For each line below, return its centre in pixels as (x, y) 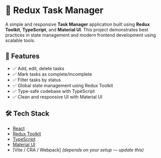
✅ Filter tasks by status (37, 80)
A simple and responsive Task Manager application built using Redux (77, 24)
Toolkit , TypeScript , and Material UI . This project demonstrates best (77, 29)
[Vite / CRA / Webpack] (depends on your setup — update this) (78, 150)
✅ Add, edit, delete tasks (38, 68)
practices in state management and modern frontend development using (81, 35)
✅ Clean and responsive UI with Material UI (57, 97)
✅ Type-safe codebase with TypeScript (53, 91)
